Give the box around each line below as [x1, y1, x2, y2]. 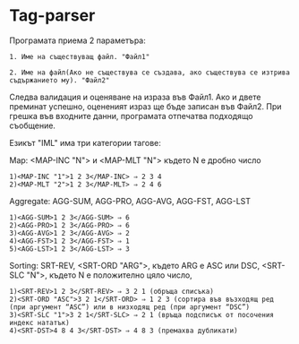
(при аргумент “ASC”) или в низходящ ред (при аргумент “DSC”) [9, 302, 251, 312]
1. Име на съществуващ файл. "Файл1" [9, 52, 150, 61]
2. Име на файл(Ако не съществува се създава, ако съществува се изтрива [9, 68, 291, 77]
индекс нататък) [9, 318, 70, 327]
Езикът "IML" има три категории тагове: [9, 137, 161, 148]
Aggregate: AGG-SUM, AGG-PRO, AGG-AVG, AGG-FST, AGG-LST [9, 195, 252, 206]
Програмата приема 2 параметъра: [9, 35, 146, 46]
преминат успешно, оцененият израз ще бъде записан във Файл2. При [9, 100, 282, 112]
